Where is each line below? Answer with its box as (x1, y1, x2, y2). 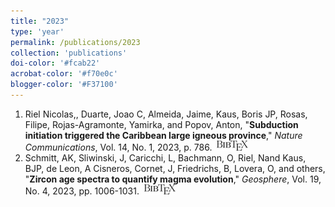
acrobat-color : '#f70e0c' (10, 69, 118, 79)
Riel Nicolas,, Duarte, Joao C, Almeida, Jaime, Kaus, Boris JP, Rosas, (24, 108, 308, 120)
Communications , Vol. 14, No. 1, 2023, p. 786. (24, 141, 213, 153)
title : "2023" (10, 16, 70, 26)
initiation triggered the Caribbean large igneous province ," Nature (24, 129, 303, 141)
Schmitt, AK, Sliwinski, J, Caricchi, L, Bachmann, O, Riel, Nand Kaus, (24, 151, 307, 164)
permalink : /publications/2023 (10, 37, 141, 47)
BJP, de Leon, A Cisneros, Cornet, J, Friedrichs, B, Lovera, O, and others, (24, 162, 326, 174)
